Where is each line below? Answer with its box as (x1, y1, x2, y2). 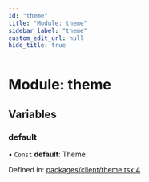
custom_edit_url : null (8, 34, 84, 42)
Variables (8, 107, 58, 121)
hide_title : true (8, 42, 66, 49)
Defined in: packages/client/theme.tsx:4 (8, 165, 141, 174)
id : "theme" (8, 11, 48, 20)
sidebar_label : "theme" (8, 26, 88, 34)
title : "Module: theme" (8, 19, 88, 27)
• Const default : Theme (8, 149, 86, 159)
